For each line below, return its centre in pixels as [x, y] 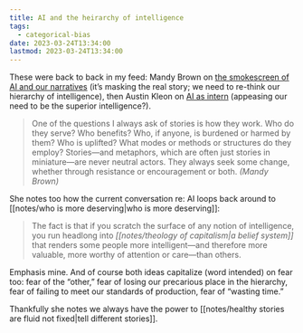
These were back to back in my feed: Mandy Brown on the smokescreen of [149, 77]
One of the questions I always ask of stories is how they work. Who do [163, 124]
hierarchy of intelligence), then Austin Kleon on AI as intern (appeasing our [148, 97]
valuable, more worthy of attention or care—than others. [136, 255]
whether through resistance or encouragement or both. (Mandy [150, 172]
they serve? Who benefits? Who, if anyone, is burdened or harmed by [161, 133]
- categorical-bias [54, 34]
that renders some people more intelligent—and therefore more [150, 245]
